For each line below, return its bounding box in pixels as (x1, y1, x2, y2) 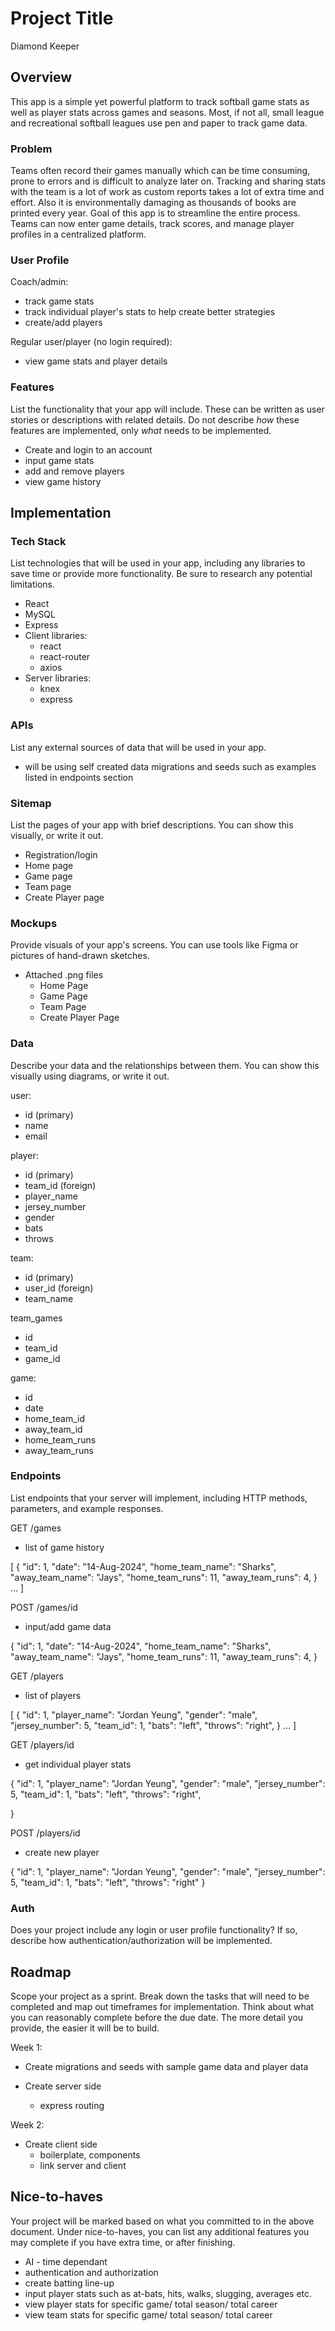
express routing (39, 2099, 105, 2111)
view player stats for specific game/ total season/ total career (24, 2298, 278, 2310)
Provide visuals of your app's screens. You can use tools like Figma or (10, 939, 299, 951)
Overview (10, 69, 73, 86)
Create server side (24, 2080, 102, 2092)
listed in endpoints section (24, 771, 134, 783)
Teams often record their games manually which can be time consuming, (10, 165, 311, 177)
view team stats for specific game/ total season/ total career (24, 2308, 273, 2321)
